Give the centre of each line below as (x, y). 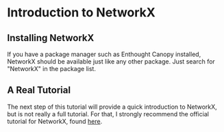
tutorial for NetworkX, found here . (55, 121)
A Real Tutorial (39, 90)
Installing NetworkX (51, 38)
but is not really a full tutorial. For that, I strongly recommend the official (108, 114)
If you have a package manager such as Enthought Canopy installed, (104, 54)
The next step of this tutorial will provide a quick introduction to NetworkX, (112, 107)
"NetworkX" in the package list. (51, 69)
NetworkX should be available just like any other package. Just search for (111, 62)
